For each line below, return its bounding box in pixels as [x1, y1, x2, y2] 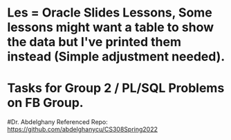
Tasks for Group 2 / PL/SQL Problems [7, 81, 225, 96]
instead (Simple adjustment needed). [7, 49, 225, 65]
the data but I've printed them [7, 34, 182, 50]
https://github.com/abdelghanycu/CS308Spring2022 [7, 126, 158, 134]
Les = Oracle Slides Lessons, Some [7, 5, 212, 21]
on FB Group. [7, 95, 84, 111]
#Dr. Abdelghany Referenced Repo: [7, 118, 109, 126]
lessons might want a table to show [7, 19, 214, 35]
